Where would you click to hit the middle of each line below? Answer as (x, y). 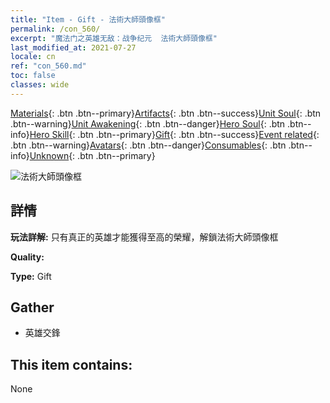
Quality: (27, 257)
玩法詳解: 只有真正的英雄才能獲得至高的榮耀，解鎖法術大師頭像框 (144, 237)
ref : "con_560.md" (48, 66)
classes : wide (40, 85)
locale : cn (33, 57)
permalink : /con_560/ (55, 29)
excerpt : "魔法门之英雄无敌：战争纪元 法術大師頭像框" (114, 38)
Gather (32, 307)
